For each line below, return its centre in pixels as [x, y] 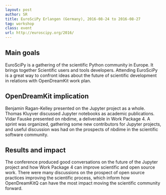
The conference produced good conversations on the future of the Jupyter [82, 162]
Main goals [23, 53]
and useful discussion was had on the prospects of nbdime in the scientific [82, 129]
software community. [27, 134]
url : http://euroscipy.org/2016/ [40, 33]
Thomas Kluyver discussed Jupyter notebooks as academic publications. [80, 113]
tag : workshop [20, 24]
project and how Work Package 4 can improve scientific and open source [80, 167]
